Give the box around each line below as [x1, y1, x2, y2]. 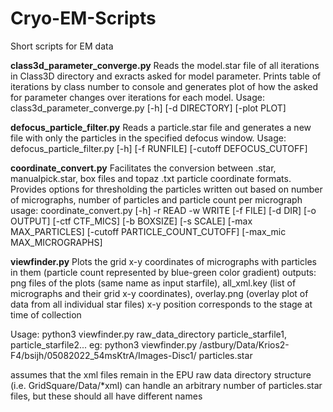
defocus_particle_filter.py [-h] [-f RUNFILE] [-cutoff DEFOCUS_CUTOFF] [10, 142, 308, 154]
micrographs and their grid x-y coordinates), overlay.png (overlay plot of [10, 287, 309, 299]
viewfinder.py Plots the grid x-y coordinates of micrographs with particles [10, 255, 317, 267]
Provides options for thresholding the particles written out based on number [10, 183, 323, 195]
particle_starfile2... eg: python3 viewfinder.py [10, 338, 198, 351]
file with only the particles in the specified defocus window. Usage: [10, 132, 287, 144]
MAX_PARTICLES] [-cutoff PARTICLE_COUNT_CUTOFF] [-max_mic [10, 225, 287, 237]
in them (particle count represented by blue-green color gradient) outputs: [10, 266, 317, 278]
